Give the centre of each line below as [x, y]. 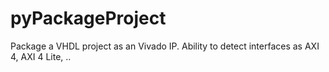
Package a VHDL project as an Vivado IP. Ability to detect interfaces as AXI [165, 46]
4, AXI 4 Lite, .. [41, 56]
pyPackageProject [88, 18]
